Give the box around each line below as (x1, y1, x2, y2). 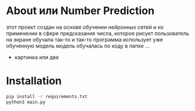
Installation (6, 75, 62, 88)
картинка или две (14, 53, 59, 60)
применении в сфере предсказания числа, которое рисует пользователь (6, 29, 189, 36)
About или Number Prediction (6, 4, 155, 18)
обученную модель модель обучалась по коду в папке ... (6, 42, 150, 49)
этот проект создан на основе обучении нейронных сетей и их (6, 23, 164, 31)
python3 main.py (6, 99, 46, 105)
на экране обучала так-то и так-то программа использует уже (6, 36, 163, 43)
